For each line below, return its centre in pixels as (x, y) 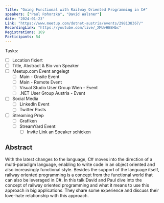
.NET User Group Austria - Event (52, 93)
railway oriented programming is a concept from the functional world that (79, 175)
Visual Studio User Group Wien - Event (59, 88)
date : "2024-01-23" (25, 19)
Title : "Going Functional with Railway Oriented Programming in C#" (76, 10)
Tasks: (12, 51)
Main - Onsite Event (39, 77)
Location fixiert (27, 60)
